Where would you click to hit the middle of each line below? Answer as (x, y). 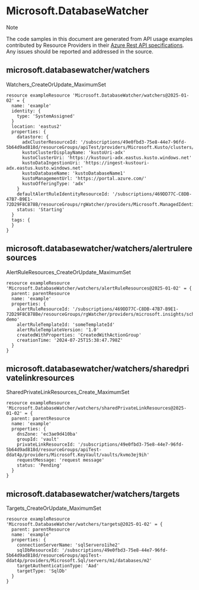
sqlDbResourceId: (38, 550)
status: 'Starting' (41, 210)
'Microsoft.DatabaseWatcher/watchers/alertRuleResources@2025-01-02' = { (99, 288)
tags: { (21, 220)
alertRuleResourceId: (43, 309)
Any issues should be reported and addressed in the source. (80, 51)
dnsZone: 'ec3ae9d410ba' (47, 434)
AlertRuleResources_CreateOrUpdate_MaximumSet (69, 272)
